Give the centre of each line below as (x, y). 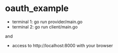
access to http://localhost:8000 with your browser (62, 45)
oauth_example (37, 8)
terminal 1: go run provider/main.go (47, 22)
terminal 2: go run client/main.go (45, 26)
